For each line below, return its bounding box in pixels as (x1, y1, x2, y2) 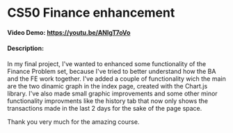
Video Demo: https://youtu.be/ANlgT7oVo (7, 28, 131, 36)
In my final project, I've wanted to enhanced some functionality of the (7, 59, 207, 68)
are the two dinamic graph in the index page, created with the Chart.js (7, 81, 208, 90)
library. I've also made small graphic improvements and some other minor (7, 89, 218, 97)
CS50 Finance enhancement (7, 5, 175, 21)
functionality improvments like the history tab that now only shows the (7, 96, 209, 105)
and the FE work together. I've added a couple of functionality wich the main (7, 75, 226, 83)
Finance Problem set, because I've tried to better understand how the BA (7, 67, 216, 75)
